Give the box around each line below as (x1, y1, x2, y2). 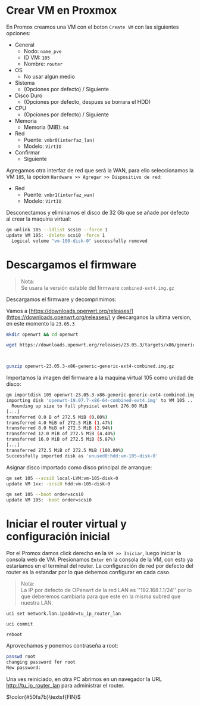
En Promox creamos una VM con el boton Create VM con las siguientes (6, 23, 179, 30)
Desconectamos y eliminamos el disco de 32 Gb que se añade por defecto (6, 209, 189, 216)
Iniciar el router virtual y (6, 517, 127, 531)
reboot (6, 631, 23, 638)
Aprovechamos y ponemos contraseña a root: (6, 642, 118, 649)
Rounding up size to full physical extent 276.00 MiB (11, 403, 148, 409)
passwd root (6, 654, 36, 659)
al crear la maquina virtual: (6, 215, 71, 222)
